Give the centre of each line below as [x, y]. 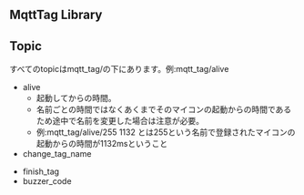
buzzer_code [47, 181]
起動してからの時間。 [76, 98]
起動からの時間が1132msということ [102, 144]
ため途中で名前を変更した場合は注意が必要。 [120, 121]
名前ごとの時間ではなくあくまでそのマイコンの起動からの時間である [164, 109]
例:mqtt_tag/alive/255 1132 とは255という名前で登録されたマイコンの [166, 132]
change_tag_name [57, 154]
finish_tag [41, 171]
